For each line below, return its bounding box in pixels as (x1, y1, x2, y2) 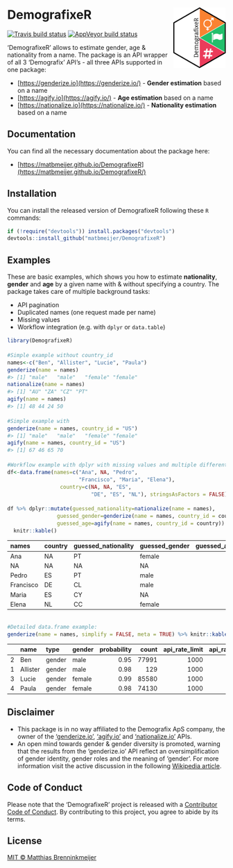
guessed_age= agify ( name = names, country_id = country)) (56, 520, 225, 527)
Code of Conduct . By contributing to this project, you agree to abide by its (7, 808, 218, 816)
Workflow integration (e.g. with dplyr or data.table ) (17, 323, 166, 331)
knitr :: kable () (13, 527, 58, 534)
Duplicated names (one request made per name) (17, 309, 156, 317)
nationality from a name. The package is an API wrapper (7, 51, 168, 59)
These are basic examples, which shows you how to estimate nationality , (7, 272, 217, 281)
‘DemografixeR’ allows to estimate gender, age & (7, 43, 146, 51)
